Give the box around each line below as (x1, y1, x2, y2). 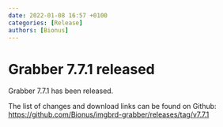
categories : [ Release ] (8, 19, 83, 27)
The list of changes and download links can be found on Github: (8, 102, 217, 111)
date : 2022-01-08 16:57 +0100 (8, 11, 108, 20)
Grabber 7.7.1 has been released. (8, 86, 114, 95)
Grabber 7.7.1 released (8, 60, 156, 78)
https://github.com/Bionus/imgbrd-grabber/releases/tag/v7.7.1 (8, 110, 210, 119)
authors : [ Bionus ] (8, 26, 69, 34)
